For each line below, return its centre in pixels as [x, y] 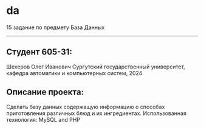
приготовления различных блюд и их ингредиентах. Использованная [97, 113]
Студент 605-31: [39, 52]
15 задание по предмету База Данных [56, 27]
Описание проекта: [45, 92]
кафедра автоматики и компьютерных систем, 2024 [74, 73]
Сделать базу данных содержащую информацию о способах [86, 107]
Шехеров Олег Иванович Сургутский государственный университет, [96, 67]
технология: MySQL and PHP [43, 119]
